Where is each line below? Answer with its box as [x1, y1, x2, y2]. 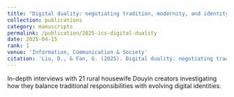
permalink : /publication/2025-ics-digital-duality [7, 29, 157, 37]
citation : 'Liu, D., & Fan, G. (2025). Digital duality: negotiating [7, 55, 214, 62]
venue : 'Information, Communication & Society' [7, 49, 148, 56]
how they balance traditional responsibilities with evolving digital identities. [7, 81, 221, 90]
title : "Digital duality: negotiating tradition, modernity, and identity [7, 10, 229, 17]
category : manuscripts [7, 23, 73, 30]
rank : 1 [7, 42, 30, 49]
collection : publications [7, 17, 82, 24]
